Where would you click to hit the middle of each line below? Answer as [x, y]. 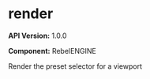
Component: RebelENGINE [52, 51]
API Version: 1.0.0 [37, 36]
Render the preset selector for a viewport [75, 66]
